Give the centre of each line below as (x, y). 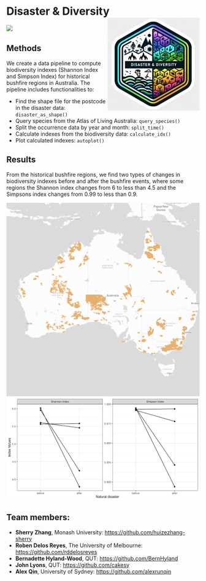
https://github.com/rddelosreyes (56, 552)
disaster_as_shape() (41, 115)
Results (21, 160)
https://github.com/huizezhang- (145, 532)
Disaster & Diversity (58, 11)
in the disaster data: (40, 107)
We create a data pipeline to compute (54, 63)
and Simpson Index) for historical (48, 76)
